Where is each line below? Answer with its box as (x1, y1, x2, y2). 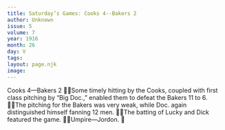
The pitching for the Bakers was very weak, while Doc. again (14, 101, 187, 109)
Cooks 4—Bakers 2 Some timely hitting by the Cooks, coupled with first (7, 86, 218, 94)
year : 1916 (7, 36, 39, 42)
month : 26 (7, 42, 36, 49)
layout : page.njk (7, 61, 57, 68)
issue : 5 (7, 23, 32, 29)
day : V (7, 49, 26, 55)
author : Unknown (7, 16, 54, 23)
